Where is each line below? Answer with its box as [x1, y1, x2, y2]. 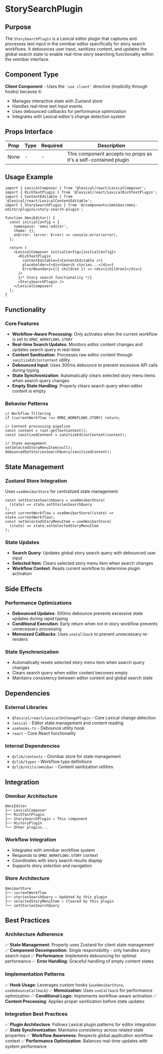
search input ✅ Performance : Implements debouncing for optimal [5, 953, 137, 959]
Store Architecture [5, 875, 50, 882]
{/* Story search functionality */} [17, 275, 92, 280]
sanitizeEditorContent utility [12, 357, 70, 363]
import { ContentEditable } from [5, 194, 73, 199]
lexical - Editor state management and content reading [12, 720, 124, 726]
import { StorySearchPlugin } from [5, 203, 77, 208]
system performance [5, 1043, 47, 1049]
